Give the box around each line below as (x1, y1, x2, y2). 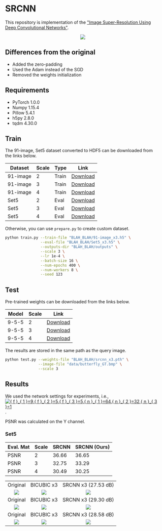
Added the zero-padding (12, 61, 63, 67)
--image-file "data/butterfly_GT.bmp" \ (38, 362, 122, 367)
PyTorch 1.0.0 (12, 99, 40, 105)
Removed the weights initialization (12, 72, 82, 78)
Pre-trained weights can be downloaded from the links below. (5, 299, 130, 305)
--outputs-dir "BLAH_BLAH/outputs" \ (40, 245, 118, 249)
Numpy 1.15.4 (12, 104, 39, 110)
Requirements (5, 86, 49, 94)
